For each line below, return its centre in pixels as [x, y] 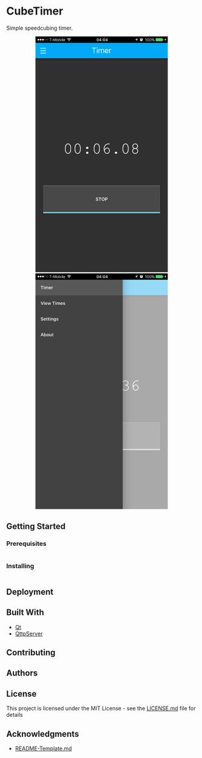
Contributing [31, 652]
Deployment [30, 592]
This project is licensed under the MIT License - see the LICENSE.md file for [101, 708]
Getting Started [36, 526]
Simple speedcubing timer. [40, 28]
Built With [25, 613]
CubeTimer [35, 11]
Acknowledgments [43, 734]
